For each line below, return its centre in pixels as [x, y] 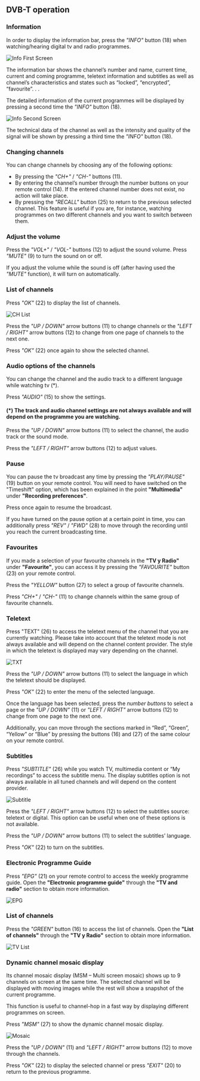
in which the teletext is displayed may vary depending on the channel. [92, 651]
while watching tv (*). [33, 385]
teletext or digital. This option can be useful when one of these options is [96, 818]
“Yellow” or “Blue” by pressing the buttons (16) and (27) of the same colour [99, 734]
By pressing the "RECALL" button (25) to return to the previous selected [103, 202]
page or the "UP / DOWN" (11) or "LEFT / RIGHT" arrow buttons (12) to [92, 709]
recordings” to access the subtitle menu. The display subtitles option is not [98, 775]
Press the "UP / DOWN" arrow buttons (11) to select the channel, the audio [98, 430]
